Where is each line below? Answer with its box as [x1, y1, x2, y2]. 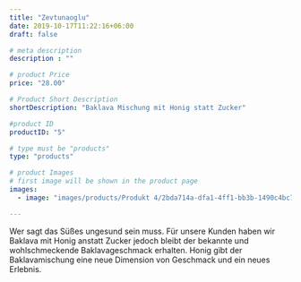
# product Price [9, 71, 70, 80]
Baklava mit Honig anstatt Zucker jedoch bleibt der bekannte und [9, 235, 249, 246]
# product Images [9, 168, 74, 177]
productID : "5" [9, 127, 66, 137]
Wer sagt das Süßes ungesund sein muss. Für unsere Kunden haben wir [9, 226, 276, 236]
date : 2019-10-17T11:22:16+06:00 [9, 21, 134, 30]
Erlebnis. [9, 263, 42, 274]
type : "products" [9, 152, 74, 161]
